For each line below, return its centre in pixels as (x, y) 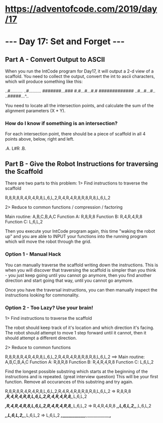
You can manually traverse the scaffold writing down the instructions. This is (81, 265)
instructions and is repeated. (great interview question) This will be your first (81, 376)
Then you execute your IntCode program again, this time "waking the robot (80, 231)
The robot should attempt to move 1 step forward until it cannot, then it (76, 332)
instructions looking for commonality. (42, 295)
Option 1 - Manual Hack (33, 254)
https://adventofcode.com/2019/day (81, 9)
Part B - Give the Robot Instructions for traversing (82, 164)
